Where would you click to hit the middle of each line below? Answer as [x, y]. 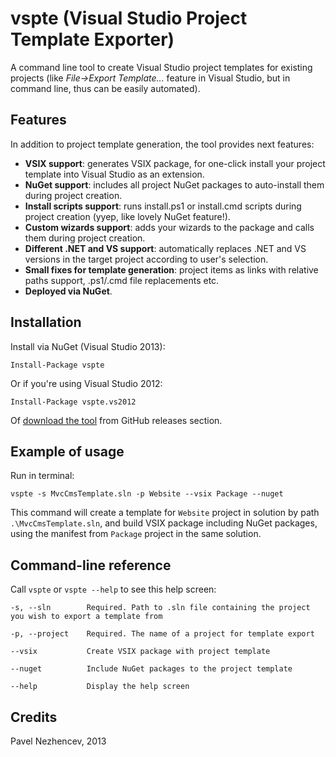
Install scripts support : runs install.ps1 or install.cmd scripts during [163, 206]
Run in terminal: [42, 476]
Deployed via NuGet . [68, 291]
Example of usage [67, 451]
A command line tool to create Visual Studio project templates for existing [161, 67]
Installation [46, 322]
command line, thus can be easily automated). [105, 88]
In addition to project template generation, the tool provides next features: [162, 144]
